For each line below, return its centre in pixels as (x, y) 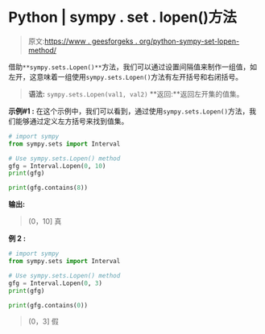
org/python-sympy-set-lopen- (189, 41)
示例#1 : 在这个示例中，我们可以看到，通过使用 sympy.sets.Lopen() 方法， (129, 111)
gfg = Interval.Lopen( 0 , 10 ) (57, 166)
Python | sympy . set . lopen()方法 (123, 17)
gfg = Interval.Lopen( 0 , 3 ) (56, 283)
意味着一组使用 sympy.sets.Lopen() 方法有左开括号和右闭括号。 (139, 76)
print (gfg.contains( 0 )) (48, 305)
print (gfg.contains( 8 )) (48, 188)
